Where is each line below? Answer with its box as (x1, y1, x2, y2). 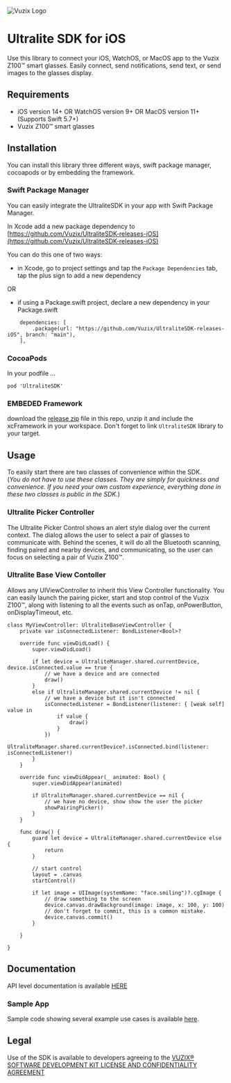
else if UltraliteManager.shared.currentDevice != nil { (32, 689, 200, 696)
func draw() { (19, 828, 60, 835)
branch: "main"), (25, 331, 76, 338)
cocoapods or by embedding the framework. (7, 168, 135, 177)
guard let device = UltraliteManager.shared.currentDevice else (32, 835, 222, 842)
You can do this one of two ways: (7, 250, 103, 259)
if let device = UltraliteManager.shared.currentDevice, (32, 658, 200, 665)
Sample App (7, 999, 50, 1009)
